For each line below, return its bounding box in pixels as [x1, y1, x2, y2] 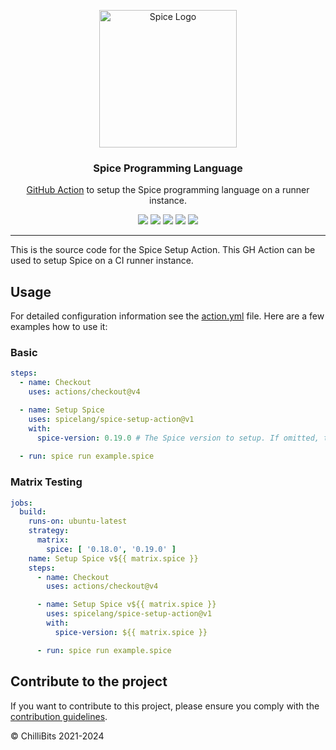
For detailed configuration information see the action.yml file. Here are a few [10, 310, 325, 322]
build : [19, 507, 47, 517]
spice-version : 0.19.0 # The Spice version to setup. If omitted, [36, 433, 320, 443]
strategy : [28, 526, 70, 536]
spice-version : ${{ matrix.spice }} [54, 627, 208, 637]
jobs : [10, 498, 33, 508]
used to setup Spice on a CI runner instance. [10, 255, 194, 267]
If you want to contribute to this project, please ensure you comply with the [10, 700, 320, 712]
